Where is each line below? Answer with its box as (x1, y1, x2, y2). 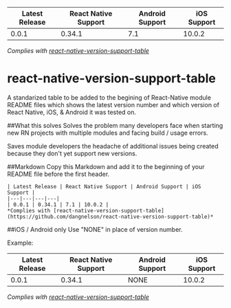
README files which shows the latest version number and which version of (7, 100, 220, 109)
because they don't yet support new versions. (7, 149, 137, 157)
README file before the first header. (7, 170, 110, 178)
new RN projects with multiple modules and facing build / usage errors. (7, 129, 208, 137)
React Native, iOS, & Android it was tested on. (7, 108, 136, 116)
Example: (7, 239, 34, 247)
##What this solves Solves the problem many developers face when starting (7, 121, 223, 129)
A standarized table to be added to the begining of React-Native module (7, 93, 212, 102)
